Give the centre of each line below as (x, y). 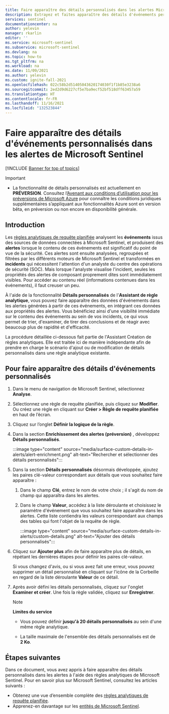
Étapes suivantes (33, 657)
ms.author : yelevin (26, 75)
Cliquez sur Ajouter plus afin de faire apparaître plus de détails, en (82, 551)
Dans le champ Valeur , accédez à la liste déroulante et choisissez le (91, 505)
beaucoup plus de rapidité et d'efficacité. (48, 327)
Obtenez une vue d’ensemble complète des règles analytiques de (80, 695)
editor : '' (17, 38)
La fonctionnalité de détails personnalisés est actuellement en (76, 188)
